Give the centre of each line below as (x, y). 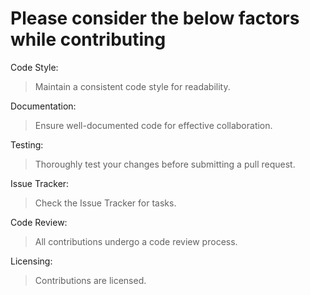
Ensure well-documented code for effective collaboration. (153, 125)
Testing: (27, 144)
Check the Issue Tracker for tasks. (105, 203)
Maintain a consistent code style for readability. (132, 86)
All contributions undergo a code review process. (136, 241)
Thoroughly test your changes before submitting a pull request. (165, 164)
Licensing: (31, 261)
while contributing (88, 39)
